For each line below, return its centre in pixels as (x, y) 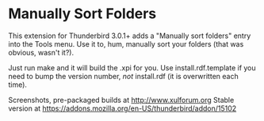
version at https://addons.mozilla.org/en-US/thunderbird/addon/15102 (122, 108)
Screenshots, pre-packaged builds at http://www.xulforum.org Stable (121, 100)
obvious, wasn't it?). (41, 52)
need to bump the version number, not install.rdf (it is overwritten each (124, 76)
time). (18, 85)
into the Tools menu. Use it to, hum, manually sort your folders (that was (126, 43)
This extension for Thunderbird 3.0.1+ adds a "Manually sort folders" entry (130, 36)
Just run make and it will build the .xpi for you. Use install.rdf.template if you (132, 67)
